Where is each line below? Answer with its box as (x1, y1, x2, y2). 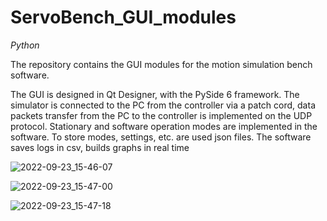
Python (10, 39, 40, 51)
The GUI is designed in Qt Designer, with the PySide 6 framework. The (10, 88, 300, 100)
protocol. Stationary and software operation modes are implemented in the (10, 120, 318, 132)
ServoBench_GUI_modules (10, 6, 237, 29)
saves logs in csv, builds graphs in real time (10, 141, 190, 153)
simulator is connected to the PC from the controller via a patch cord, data (10, 99, 316, 111)
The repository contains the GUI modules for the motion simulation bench (10, 58, 313, 70)
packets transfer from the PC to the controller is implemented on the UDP (10, 109, 313, 121)
